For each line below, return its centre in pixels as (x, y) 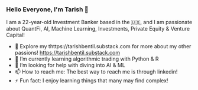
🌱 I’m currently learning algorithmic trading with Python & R (87, 59)
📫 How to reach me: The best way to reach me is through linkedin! (96, 72)
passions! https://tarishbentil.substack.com (67, 53)
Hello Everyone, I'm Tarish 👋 (47, 9)
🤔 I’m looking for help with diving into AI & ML (70, 65)
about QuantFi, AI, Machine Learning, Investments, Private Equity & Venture (98, 29)
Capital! (15, 35)
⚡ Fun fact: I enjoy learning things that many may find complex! (91, 81)
